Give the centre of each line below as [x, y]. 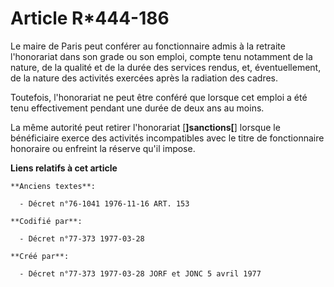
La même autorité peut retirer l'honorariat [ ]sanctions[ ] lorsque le [145, 127]
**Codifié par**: [46, 221]
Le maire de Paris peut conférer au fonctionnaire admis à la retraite [148, 46]
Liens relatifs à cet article [64, 168]
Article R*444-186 [90, 18]
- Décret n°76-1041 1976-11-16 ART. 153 [104, 203]
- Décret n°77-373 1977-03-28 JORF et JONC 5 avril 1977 [140, 273]
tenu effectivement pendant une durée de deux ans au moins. [137, 108]
